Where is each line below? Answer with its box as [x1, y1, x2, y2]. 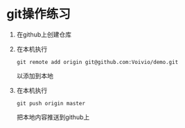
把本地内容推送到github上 [16, 113, 90, 121]
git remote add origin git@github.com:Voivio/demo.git [16, 58, 179, 65]
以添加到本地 [16, 72, 53, 80]
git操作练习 [6, 6, 71, 22]
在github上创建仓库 [16, 30, 72, 39]
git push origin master [16, 100, 86, 107]
